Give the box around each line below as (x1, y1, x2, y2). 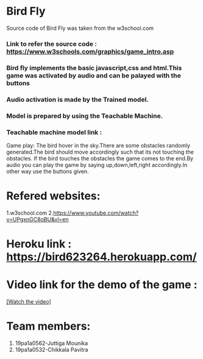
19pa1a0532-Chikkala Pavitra (15, 346, 88, 353)
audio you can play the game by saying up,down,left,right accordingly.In (6, 161, 188, 168)
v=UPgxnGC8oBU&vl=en (6, 215, 69, 223)
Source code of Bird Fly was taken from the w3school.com (6, 24, 154, 32)
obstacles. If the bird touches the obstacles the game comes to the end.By (6, 154, 194, 162)
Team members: (6, 319, 91, 333)
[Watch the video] (6, 297, 52, 305)
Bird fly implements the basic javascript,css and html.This (6, 63, 182, 72)
